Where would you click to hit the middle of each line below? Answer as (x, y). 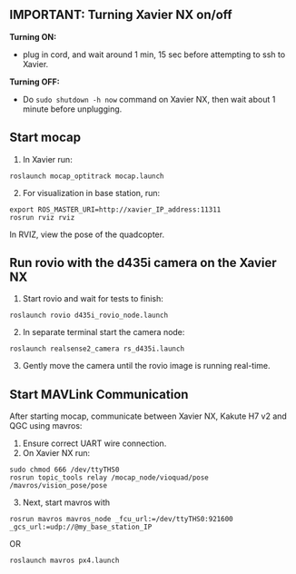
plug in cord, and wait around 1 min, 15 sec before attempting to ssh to (154, 54)
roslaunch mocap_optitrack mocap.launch (87, 176)
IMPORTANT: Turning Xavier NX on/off (121, 15)
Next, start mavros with (66, 502)
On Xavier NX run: (56, 453)
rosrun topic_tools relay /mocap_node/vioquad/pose (109, 478)
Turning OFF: (35, 82)
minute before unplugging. (72, 109)
